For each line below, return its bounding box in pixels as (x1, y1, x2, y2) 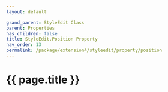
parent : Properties (6, 25, 55, 31)
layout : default (6, 8, 47, 15)
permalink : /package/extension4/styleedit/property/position (6, 47, 163, 54)
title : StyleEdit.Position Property (6, 36, 98, 42)
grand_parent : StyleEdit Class (6, 19, 85, 26)
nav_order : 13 (6, 42, 42, 48)
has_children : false (6, 30, 58, 36)
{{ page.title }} (6, 73, 80, 87)
